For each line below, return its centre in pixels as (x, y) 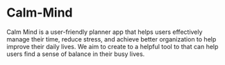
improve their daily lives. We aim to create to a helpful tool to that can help (112, 46)
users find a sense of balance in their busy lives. (76, 54)
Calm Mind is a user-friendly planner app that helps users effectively (105, 32)
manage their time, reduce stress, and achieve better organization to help (111, 39)
